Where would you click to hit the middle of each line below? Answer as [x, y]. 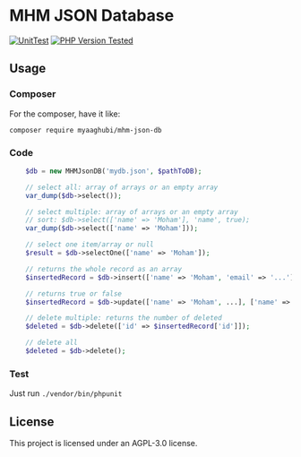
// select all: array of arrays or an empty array [122, 187]
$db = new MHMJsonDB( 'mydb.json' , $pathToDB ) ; [114, 171]
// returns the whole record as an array [103, 269]
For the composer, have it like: [65, 114]
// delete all [52, 343]
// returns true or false [74, 293]
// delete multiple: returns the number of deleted [124, 318]
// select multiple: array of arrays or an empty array [132, 211]
